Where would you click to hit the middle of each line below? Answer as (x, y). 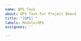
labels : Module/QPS (25, 23)
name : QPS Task (20, 9)
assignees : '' (19, 27)
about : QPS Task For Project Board (41, 14)
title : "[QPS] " (21, 18)
